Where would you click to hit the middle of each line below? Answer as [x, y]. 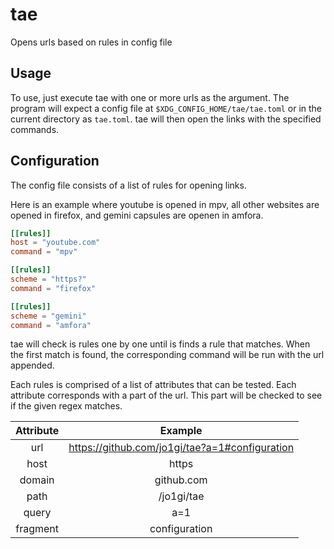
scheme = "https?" [48, 279]
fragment [37, 529]
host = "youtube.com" [55, 243]
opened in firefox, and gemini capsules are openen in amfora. [137, 215]
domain [37, 480]
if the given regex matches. [66, 406]
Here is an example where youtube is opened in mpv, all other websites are [165, 204]
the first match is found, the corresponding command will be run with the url [167, 355]
